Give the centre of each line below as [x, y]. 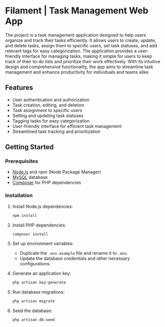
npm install [25, 216]
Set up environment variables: [43, 243]
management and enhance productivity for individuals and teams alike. [78, 72]
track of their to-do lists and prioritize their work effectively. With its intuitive [83, 61]
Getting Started [29, 147]
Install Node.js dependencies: [43, 206]
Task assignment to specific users [47, 110]
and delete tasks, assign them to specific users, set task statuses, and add [81, 45]
